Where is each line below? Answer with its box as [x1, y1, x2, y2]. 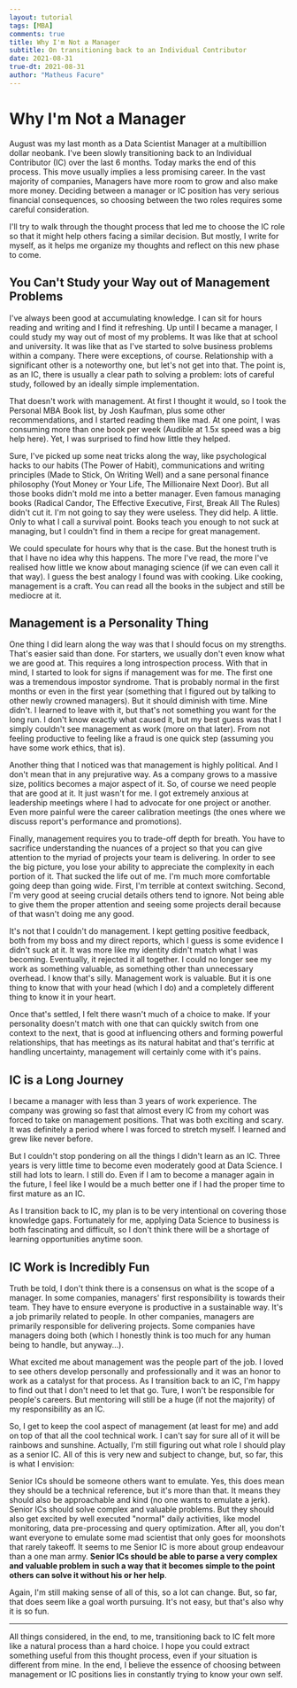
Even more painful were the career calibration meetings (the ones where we [9, 807, 286, 818]
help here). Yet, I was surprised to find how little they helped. [9, 433, 232, 444]
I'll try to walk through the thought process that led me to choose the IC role [9, 221, 286, 231]
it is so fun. [9, 1606, 50, 1616]
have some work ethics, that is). [9, 743, 126, 753]
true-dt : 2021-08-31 [9, 63, 86, 72]
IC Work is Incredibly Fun [9, 1259, 150, 1274]
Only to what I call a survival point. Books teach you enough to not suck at [9, 516, 279, 527]
